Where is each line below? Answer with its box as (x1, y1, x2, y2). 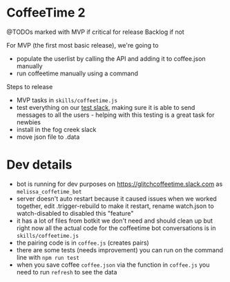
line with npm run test (16, 253, 80, 261)
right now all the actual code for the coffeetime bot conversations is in (16, 223, 216, 232)
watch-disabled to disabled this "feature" (16, 209, 134, 217)
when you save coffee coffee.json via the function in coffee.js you (16, 261, 210, 269)
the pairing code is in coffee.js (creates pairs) (16, 238, 149, 247)
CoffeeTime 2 (6, 5, 86, 21)
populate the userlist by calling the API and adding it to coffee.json (16, 54, 206, 63)
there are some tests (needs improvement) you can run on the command (16, 245, 224, 254)
